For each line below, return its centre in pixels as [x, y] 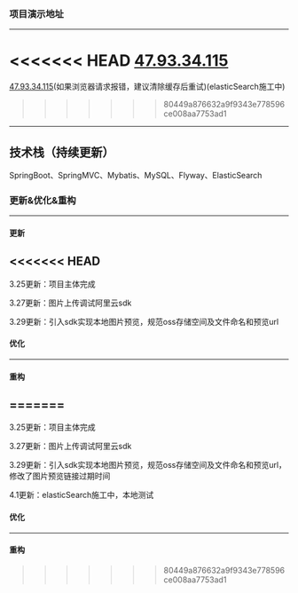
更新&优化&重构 [43, 200]
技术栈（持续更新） [62, 152]
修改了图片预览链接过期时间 [60, 476]
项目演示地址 [37, 13]
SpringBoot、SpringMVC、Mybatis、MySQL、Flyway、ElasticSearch [136, 176]
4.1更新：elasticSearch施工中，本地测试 [82, 495]
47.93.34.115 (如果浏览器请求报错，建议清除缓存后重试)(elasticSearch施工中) [147, 87]
